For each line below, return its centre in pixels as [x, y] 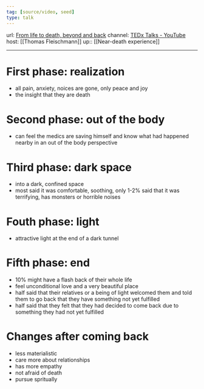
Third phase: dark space [69, 167]
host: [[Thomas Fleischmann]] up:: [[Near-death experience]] [83, 41]
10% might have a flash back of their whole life [73, 280]
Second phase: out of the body [86, 119]
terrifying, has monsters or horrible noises [68, 197]
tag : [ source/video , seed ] [40, 12]
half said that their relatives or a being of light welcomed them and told [104, 293]
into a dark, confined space [49, 184]
